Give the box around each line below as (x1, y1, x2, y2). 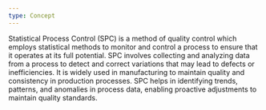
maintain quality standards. (8, 92, 98, 102)
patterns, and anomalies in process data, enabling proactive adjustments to (8, 84, 257, 94)
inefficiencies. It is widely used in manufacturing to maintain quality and (8, 67, 245, 77)
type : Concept (8, 11, 56, 20)
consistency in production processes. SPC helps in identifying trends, (8, 76, 238, 85)
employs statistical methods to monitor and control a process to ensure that (8, 41, 258, 52)
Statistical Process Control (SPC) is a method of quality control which (8, 33, 237, 43)
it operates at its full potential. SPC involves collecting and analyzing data (8, 50, 250, 60)
